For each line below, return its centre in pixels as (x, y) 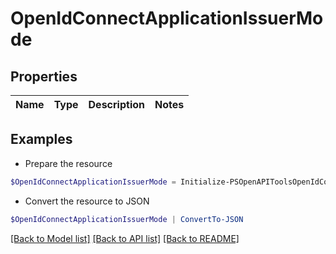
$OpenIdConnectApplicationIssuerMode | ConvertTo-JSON (127, 219)
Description (116, 104)
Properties (44, 76)
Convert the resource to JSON (87, 201)
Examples (41, 139)
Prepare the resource (68, 163)
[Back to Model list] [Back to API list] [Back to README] (125, 238)
